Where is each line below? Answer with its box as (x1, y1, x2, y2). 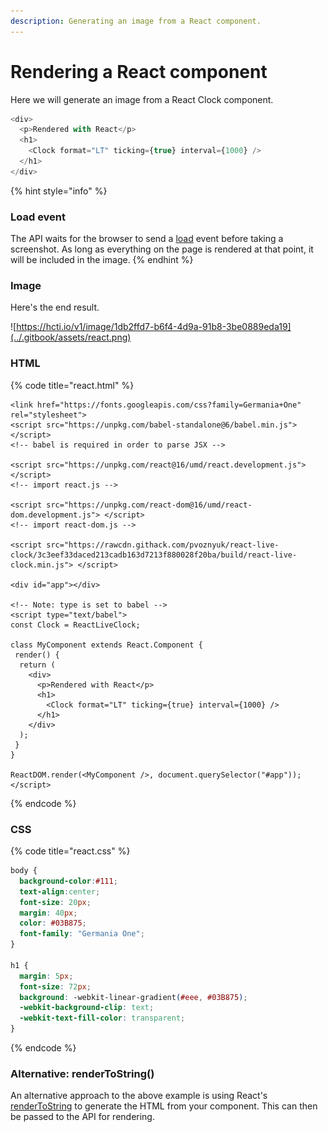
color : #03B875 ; (19, 918, 87, 929)
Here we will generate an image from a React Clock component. (10, 93, 274, 105)
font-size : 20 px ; (19, 897, 92, 907)
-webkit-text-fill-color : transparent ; (19, 1013, 186, 1024)
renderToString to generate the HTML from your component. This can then (10, 1100, 318, 1112)
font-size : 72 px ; (19, 981, 92, 992)
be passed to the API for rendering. (10, 1111, 155, 1123)
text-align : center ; (19, 886, 101, 897)
